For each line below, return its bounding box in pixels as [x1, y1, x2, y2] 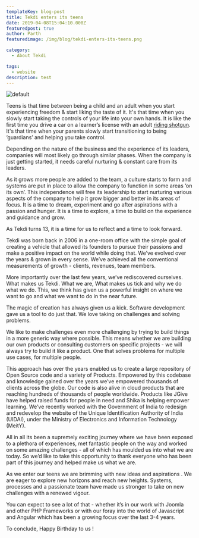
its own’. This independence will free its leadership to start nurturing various [6, 189, 192, 196]
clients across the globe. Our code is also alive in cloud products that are [6, 384, 185, 392]
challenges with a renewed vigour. [6, 489, 90, 497]
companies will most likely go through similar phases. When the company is [6, 152, 192, 159]
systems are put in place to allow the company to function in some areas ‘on [6, 182, 192, 189]
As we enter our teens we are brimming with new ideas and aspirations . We [6, 471, 192, 478]
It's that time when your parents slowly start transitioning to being [6, 127, 167, 134]
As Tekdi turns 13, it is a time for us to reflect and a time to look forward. [6, 226, 182, 233]
